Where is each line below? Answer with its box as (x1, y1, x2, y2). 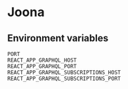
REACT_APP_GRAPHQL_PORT (7, 63, 77, 70)
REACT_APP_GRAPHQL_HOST (7, 57, 77, 64)
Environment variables (7, 32, 109, 44)
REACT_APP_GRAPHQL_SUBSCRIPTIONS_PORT (7, 75, 121, 82)
